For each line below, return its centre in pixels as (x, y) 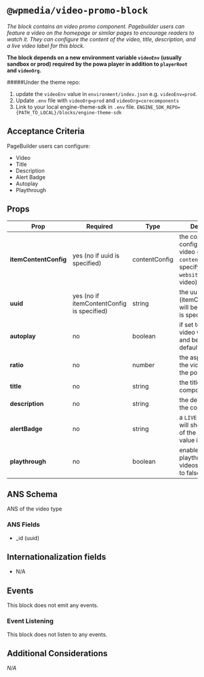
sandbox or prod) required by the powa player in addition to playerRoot (97, 64)
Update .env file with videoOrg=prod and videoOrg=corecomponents (97, 100)
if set (186, 325)
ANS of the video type (35, 509)
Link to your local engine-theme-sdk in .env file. (75, 107)
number (143, 365)
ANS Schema (32, 494)
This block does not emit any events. (53, 605)
